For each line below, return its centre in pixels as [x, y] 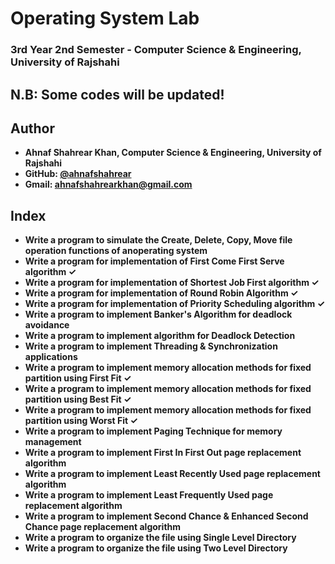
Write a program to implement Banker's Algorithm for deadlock [158, 314]
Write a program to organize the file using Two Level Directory [156, 548]
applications [51, 357]
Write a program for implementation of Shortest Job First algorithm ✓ [172, 283]
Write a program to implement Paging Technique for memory [153, 431]
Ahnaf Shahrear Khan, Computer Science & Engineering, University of [173, 153]
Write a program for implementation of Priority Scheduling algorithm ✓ [175, 304]
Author [32, 128]
